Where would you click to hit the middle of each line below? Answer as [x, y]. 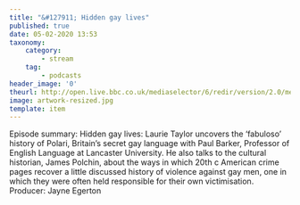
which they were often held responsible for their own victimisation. [132, 181]
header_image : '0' [43, 84]
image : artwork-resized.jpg [62, 100]
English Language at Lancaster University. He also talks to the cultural [138, 153]
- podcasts [62, 76]
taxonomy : [28, 42]
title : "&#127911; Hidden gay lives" [79, 17]
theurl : [24, 92]
